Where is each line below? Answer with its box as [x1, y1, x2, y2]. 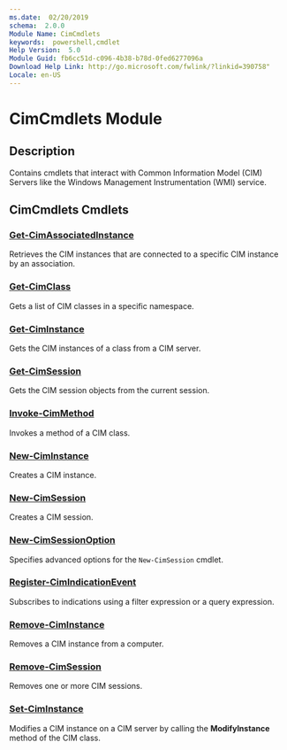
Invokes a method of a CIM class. [9, 427, 131, 438]
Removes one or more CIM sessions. [9, 681, 143, 692]
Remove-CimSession [9, 661, 102, 673]
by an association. [9, 259, 76, 269]
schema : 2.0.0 [9, 21, 65, 30]
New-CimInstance [9, 449, 90, 461]
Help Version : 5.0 [9, 46, 81, 55]
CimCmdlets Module [9, 108, 163, 128]
